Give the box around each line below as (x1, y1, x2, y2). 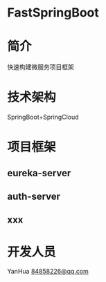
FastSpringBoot (7, 5, 99, 21)
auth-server (7, 191, 61, 203)
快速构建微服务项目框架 (7, 63, 74, 71)
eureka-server (7, 167, 71, 179)
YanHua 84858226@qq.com (7, 267, 89, 276)
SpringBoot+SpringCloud (7, 113, 79, 122)
